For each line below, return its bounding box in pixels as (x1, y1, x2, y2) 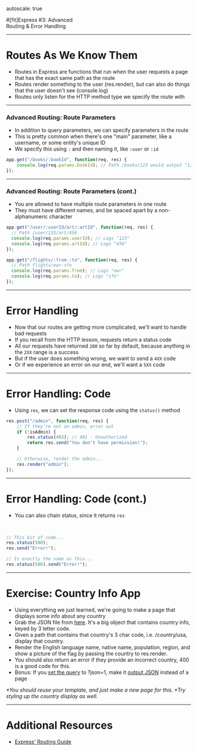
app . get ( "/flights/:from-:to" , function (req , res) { (6, 257, 138, 263)
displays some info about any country (14, 612, 106, 619)
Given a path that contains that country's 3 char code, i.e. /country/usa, (14, 631, 188, 638)
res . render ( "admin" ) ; (16, 461, 69, 467)
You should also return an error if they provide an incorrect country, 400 (14, 656, 189, 663)
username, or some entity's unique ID (14, 139, 106, 146)
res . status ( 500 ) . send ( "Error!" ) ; (6, 562, 88, 568)
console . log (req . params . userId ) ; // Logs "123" (11, 235, 130, 241)
